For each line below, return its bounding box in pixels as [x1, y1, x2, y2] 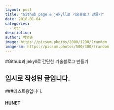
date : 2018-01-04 [5, 16, 41, 21]
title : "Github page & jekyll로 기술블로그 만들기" [5, 12, 105, 17]
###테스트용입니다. [5, 88, 43, 94]
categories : [5, 21, 30, 26]
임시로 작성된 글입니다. [5, 74, 71, 83]
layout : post [5, 7, 32, 12]
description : [5, 30, 32, 35]
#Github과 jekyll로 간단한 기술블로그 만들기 [5, 58, 89, 64]
